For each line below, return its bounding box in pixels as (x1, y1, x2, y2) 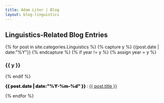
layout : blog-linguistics (5, 12, 59, 17)
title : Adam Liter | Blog (5, 7, 59, 13)
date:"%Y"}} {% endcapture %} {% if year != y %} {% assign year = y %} (5, 49, 157, 55)
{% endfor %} (5, 92, 34, 98)
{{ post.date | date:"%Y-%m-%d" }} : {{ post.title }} (5, 83, 117, 89)
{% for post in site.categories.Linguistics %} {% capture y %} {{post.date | (5, 44, 159, 50)
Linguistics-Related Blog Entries (5, 31, 108, 39)
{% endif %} (5, 73, 31, 79)
